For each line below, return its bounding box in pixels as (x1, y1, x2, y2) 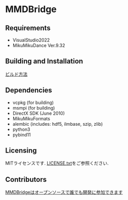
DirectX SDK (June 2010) (12, 110, 65, 116)
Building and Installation (5, 57, 83, 66)
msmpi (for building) (12, 105, 55, 111)
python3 (12, 126, 30, 132)
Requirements (5, 24, 51, 32)
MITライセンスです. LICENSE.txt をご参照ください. (5, 160, 109, 166)
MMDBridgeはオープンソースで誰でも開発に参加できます (5, 189, 123, 195)
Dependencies (5, 86, 52, 94)
